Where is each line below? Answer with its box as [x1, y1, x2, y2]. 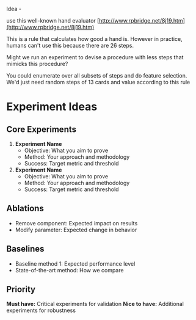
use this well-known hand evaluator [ [6, 17, 100, 24]
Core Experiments [6, 124, 77, 134]
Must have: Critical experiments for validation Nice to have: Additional [6, 300, 184, 308]
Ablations [6, 203, 44, 214]
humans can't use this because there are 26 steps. [6, 42, 134, 49]
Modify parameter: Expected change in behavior [15, 226, 137, 233]
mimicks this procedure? [6, 60, 68, 67]
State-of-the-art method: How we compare [15, 266, 124, 274]
